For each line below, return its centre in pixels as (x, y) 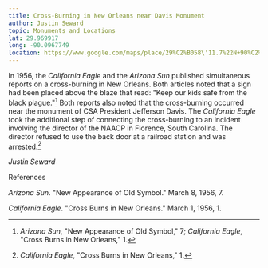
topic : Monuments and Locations (62, 30)
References (27, 178)
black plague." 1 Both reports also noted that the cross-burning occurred (126, 102)
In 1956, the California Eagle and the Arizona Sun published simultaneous (129, 76)
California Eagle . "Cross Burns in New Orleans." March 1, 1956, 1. (115, 208)
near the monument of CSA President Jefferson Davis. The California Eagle (132, 111)
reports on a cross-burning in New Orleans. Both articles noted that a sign (130, 84)
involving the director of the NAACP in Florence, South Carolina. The (120, 128)
